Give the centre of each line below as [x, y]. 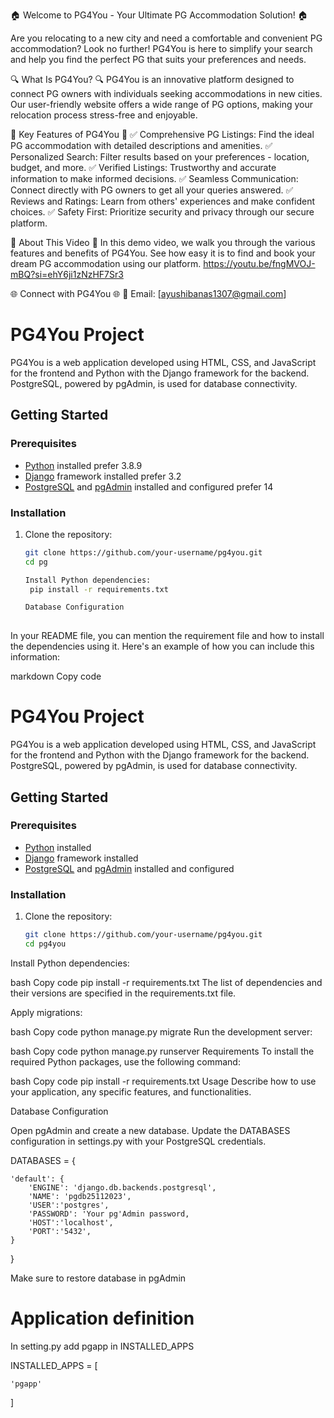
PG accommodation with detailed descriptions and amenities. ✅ [141, 145]
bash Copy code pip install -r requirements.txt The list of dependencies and [166, 982]
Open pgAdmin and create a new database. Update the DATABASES [150, 1130]
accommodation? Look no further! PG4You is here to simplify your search [161, 48]
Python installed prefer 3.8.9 [83, 465]
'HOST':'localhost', [71, 1222]
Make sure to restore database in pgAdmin [98, 1278]
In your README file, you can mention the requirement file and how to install [167, 636]
